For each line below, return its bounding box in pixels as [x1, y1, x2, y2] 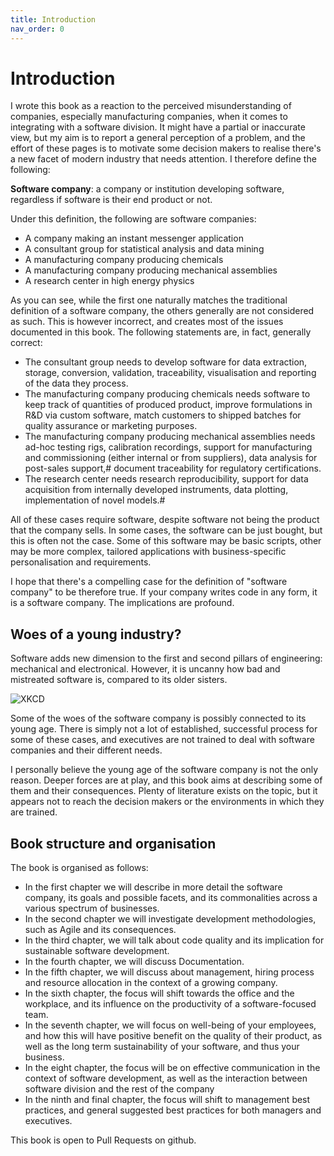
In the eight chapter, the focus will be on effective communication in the [24, 1062, 321, 1074]
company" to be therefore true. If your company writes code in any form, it [10, 586, 318, 598]
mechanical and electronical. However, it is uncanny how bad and [10, 663, 281, 675]
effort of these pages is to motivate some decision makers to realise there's [10, 142, 322, 155]
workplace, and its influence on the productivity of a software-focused [24, 998, 317, 1010]
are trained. [10, 806, 58, 818]
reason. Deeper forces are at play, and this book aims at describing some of [10, 774, 323, 786]
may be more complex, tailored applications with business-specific [10, 546, 287, 558]
